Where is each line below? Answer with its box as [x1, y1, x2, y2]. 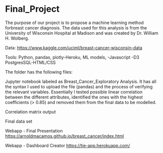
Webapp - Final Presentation [5, 127, 63, 133]
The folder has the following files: [5, 69, 73, 75]
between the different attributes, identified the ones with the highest [5, 94, 143, 100]
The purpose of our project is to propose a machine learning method [5, 20, 144, 25]
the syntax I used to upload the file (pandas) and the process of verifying [5, 83, 153, 89]
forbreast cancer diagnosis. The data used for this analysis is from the [5, 25, 147, 30]
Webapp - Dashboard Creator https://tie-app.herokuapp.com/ [5, 142, 130, 148]
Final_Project [5, 3, 60, 15]
